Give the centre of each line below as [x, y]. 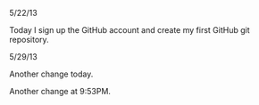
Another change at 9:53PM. [60, 91]
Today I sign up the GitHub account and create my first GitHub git [129, 30]
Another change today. [51, 74]
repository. [29, 40]
